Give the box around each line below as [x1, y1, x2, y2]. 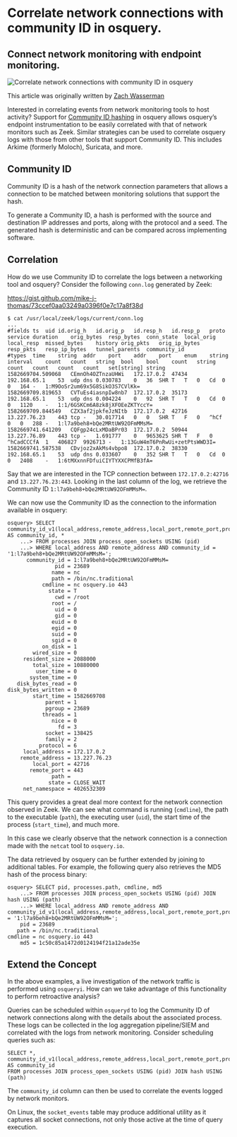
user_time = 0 [35, 668, 78, 675]
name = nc [51, 569, 80, 576]
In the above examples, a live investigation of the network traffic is [7, 977, 200, 986]
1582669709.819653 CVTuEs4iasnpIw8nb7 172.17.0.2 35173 [7, 389, 188, 396]
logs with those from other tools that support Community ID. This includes [7, 136, 222, 143]
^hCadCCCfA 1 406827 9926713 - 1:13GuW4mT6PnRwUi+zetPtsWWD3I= [7, 438, 217, 446]
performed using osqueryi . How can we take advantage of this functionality [7, 984, 227, 994]
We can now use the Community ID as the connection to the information [7, 498, 217, 507]
